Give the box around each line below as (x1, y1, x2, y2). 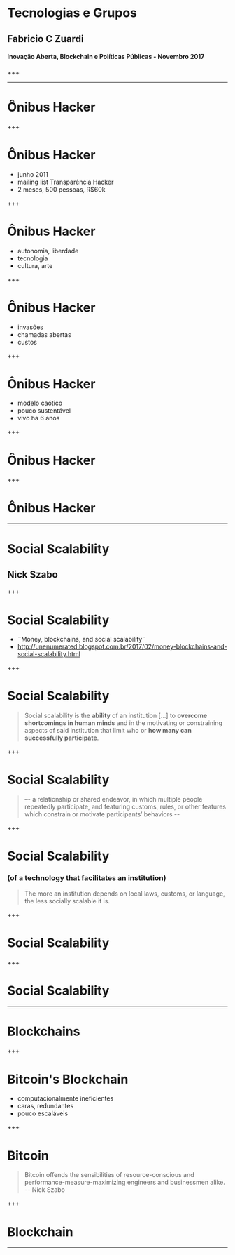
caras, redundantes (17, 1102, 74, 1110)
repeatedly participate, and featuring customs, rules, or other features (24, 802, 226, 811)
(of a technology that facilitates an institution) (7, 873, 166, 883)
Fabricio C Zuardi (7, 33, 84, 45)
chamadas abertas (17, 330, 71, 338)
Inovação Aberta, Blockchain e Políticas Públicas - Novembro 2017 (7, 53, 205, 61)
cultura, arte (17, 261, 53, 270)
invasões (17, 323, 44, 331)
